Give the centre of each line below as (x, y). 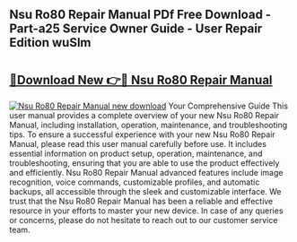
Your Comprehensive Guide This (228, 106)
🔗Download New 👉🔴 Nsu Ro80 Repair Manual (141, 80)
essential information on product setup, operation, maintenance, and (136, 153)
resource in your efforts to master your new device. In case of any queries (146, 211)
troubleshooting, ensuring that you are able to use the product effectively (144, 163)
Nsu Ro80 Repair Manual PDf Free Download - (140, 15)
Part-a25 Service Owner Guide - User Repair (136, 29)
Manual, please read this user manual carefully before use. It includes (138, 144)
